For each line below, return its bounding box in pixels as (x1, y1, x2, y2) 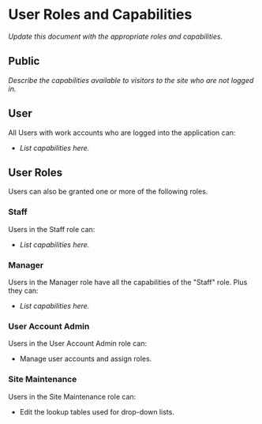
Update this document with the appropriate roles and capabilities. (8, 32, 223, 41)
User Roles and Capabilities (8, 6, 193, 24)
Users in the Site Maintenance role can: (8, 392, 137, 401)
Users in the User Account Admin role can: (8, 339, 148, 348)
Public (8, 54, 40, 68)
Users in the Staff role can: (8, 224, 95, 234)
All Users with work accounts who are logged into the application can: (8, 128, 236, 137)
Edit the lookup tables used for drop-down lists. (19, 407, 175, 416)
